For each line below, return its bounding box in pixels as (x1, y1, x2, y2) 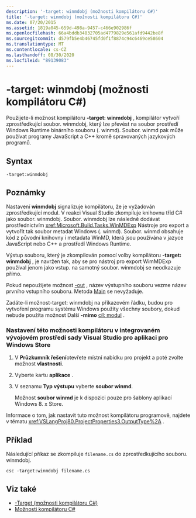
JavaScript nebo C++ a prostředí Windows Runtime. (6, 240, 132, 247)
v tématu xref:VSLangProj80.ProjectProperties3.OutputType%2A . (6, 418, 165, 425)
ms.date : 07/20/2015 (6, 19, 57, 25)
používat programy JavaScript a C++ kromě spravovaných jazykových (6, 133, 176, 140)
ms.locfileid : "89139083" (6, 57, 69, 63)
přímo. (6, 270, 22, 278)
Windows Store (6, 340, 51, 348)
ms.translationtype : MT (6, 42, 64, 47)
